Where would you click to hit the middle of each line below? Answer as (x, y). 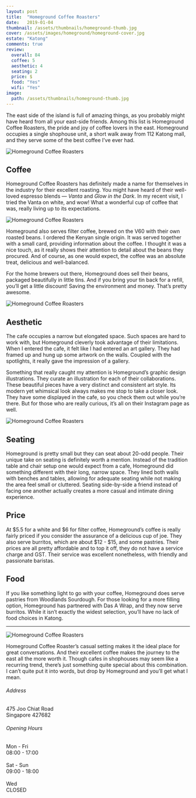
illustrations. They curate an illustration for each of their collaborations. (91, 379)
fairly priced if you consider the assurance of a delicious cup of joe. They (94, 535)
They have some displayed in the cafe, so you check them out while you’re (96, 397)
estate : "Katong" (27, 39)
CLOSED (16, 790)
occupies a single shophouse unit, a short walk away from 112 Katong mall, (96, 134)
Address (16, 690)
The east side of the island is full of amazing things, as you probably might (95, 115)
